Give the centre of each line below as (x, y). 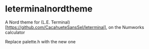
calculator (15, 32)
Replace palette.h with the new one (40, 41)
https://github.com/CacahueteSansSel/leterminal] (56, 27)
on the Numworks (126, 27)
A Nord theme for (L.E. (28, 22)
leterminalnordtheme (49, 9)
